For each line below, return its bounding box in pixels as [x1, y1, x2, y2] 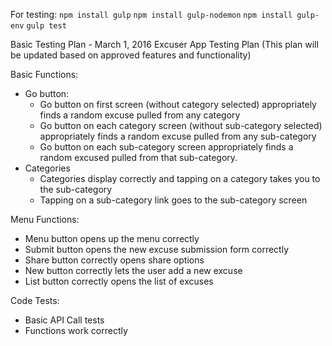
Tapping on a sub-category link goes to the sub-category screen [39, 194, 308, 206]
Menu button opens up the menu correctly [24, 233, 200, 244]
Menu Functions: [10, 214, 80, 225]
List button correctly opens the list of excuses [24, 275, 214, 287]
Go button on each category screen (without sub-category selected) [39, 120, 323, 131]
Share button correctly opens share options [24, 254, 205, 266]
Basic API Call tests [24, 314, 105, 326]
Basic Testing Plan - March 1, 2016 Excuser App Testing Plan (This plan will [10, 39, 319, 50]
